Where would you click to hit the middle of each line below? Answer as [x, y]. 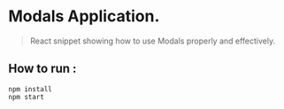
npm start [27, 97]
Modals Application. [84, 16]
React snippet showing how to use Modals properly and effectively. [153, 41]
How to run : [42, 69]
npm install [30, 89]
